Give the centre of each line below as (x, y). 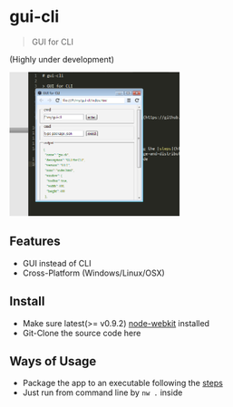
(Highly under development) (62, 59)
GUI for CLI (53, 42)
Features (35, 242)
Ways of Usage (53, 361)
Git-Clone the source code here (82, 333)
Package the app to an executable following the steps (123, 383)
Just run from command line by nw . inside (102, 392)
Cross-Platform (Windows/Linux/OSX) (93, 273)
